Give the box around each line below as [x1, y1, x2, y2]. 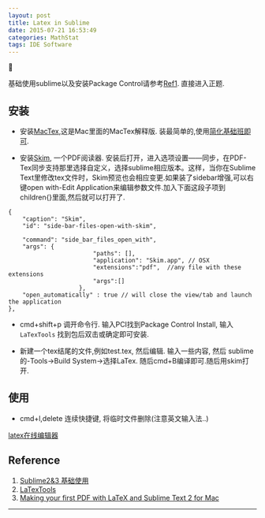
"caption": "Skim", [22, 214, 87, 223]
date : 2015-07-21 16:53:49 [8, 26, 97, 34]
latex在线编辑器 [8, 430, 59, 440]
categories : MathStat [8, 33, 80, 42]
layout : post [8, 11, 51, 20]
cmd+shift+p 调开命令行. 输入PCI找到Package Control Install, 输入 [19, 319, 234, 329]
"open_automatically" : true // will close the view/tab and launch [22, 291, 252, 299]
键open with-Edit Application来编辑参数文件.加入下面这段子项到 [19, 182, 226, 192]
